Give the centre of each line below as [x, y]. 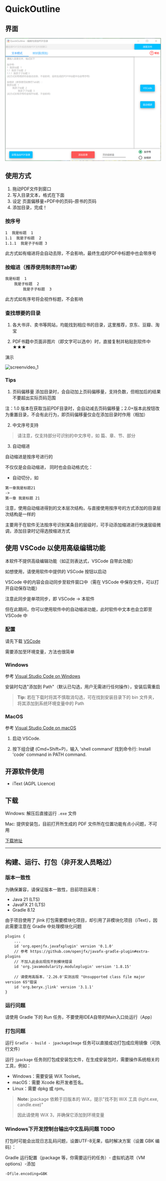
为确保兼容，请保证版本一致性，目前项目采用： [53, 889]
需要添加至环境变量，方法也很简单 [40, 651]
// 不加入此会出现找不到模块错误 [43, 962]
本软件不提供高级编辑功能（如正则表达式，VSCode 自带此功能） [70, 561]
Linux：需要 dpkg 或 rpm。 [40, 1089]
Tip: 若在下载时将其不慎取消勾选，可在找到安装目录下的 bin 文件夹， [87, 698]
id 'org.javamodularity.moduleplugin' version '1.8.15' [73, 966]
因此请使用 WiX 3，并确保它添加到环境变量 [61, 1115]
